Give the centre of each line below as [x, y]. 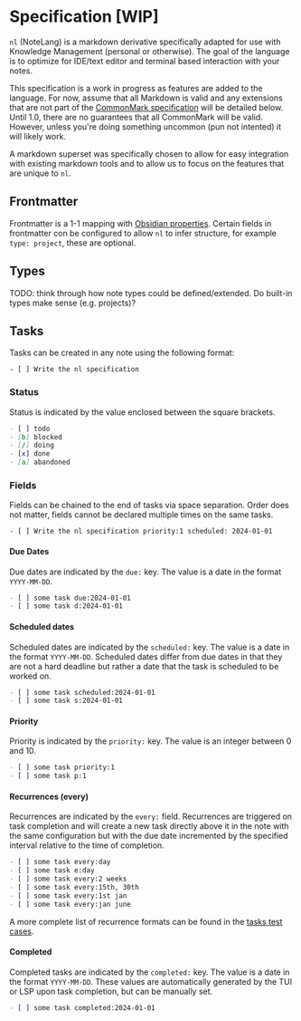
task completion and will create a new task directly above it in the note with [149, 826]
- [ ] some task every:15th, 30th [75, 888]
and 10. [23, 751]
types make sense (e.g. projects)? [73, 303]
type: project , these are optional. [73, 243]
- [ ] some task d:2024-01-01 [66, 606]
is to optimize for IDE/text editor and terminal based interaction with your [145, 61]
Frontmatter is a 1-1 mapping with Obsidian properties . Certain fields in [141, 223]
